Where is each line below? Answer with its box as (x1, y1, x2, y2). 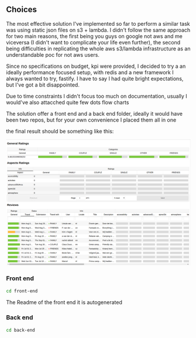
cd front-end (6, 288, 38, 294)
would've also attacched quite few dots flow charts (6, 99, 129, 106)
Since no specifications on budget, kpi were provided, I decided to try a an (6, 63, 186, 70)
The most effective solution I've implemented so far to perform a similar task (6, 20, 190, 27)
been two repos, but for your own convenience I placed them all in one (6, 116, 177, 123)
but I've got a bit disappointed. (6, 81, 80, 88)
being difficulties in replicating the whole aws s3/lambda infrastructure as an (6, 45, 191, 52)
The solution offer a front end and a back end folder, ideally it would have (6, 110, 183, 117)
